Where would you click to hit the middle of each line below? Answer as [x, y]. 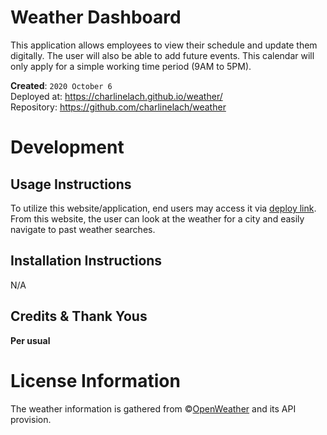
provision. [31, 419]
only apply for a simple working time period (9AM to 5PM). [131, 66]
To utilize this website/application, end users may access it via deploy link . [163, 208]
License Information [95, 380]
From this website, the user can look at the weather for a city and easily [157, 218]
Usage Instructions [71, 184]
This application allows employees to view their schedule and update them [164, 45]
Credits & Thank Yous [79, 316]
